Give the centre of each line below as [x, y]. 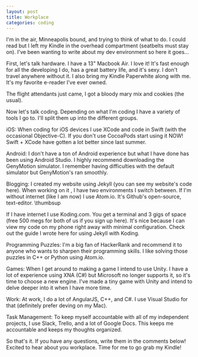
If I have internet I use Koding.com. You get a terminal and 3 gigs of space [96, 215]
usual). [14, 100]
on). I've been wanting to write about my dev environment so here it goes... [98, 52]
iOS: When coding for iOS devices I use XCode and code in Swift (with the [96, 130]
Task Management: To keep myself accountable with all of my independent [98, 317]
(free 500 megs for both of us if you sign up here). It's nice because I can [95, 221]
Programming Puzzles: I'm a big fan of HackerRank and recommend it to [94, 245]
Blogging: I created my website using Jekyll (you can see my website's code [99, 184]
